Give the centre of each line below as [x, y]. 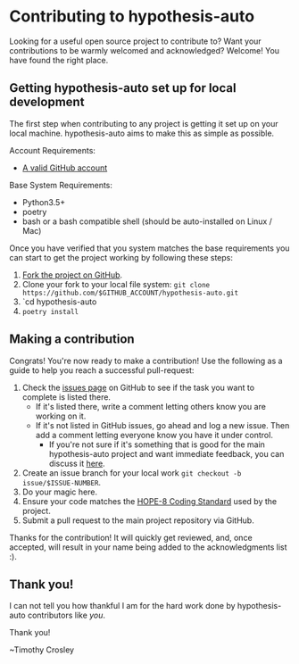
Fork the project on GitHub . [72, 275]
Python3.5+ [44, 202]
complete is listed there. [66, 397]
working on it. [61, 416]
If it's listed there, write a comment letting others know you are [150, 406]
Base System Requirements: [61, 185]
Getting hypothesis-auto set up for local [123, 88]
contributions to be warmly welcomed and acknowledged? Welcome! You [144, 50]
